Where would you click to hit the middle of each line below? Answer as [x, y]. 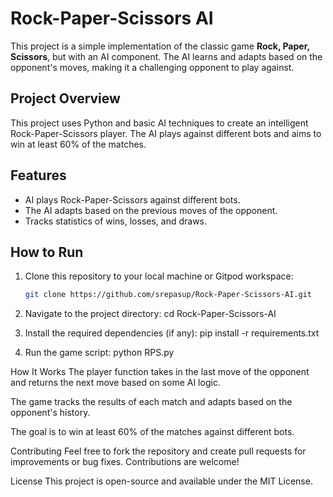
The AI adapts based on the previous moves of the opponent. [151, 210]
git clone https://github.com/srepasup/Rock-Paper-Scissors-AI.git [168, 295]
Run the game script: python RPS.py [99, 353]
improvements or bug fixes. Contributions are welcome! [125, 462]
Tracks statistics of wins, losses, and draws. [116, 221]
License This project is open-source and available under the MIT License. [161, 481]
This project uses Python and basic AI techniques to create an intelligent [159, 123]
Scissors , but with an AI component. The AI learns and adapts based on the [166, 56]
